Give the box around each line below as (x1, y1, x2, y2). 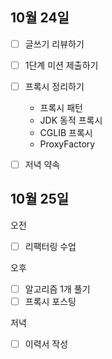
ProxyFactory (39, 138, 96, 150)
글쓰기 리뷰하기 (24, 38, 85, 50)
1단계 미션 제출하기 (24, 59, 99, 71)
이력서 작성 (24, 338, 69, 350)
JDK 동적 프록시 (39, 114, 103, 126)
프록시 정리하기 (24, 80, 85, 92)
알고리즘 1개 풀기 (24, 283, 91, 295)
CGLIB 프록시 (39, 127, 93, 138)
